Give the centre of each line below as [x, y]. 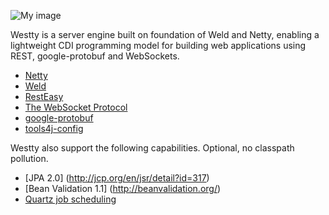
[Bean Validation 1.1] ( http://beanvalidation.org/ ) [123, 188]
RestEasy [44, 96]
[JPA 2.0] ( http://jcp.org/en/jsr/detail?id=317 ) [117, 178]
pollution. [29, 158]
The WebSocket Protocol [76, 107]
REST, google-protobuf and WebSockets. [95, 56]
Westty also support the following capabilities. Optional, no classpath [152, 148]
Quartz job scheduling [70, 199]
